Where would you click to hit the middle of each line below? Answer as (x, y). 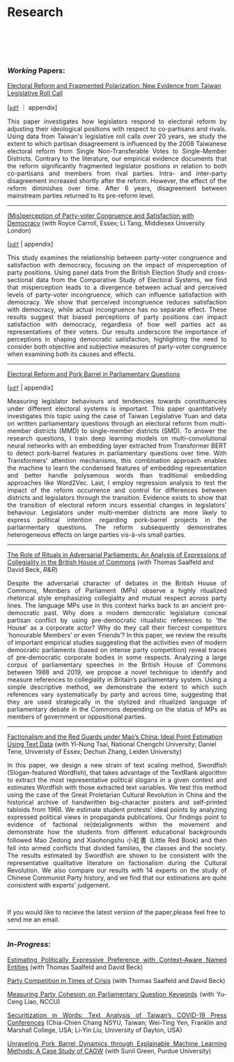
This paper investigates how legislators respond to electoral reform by (117, 121)
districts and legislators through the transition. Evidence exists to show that (117, 498)
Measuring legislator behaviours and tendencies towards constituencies (117, 401)
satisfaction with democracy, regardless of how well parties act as (117, 325)
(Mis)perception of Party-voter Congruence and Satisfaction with (101, 216)
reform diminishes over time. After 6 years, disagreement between (117, 189)
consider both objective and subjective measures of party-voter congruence (117, 347)
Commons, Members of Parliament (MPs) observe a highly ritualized (117, 591)
